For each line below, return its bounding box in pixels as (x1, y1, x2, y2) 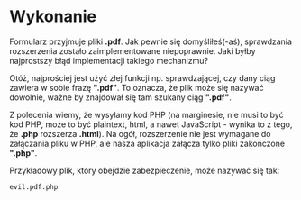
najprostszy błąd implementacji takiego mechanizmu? (9, 55, 209, 66)
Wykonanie (9, 6, 97, 27)
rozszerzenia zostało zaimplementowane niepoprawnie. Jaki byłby (9, 45, 256, 56)
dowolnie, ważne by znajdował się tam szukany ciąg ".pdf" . (9, 92, 232, 103)
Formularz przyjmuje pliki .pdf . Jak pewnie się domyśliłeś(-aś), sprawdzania (9, 36, 293, 47)
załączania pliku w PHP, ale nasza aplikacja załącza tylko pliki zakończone (9, 138, 286, 149)
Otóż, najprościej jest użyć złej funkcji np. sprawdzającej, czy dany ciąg (9, 72, 276, 83)
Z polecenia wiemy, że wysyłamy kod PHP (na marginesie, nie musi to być (9, 109, 284, 120)
